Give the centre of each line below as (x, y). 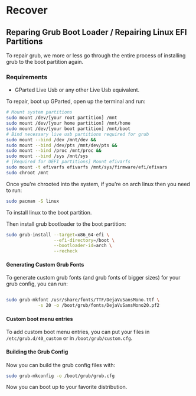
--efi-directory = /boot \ (84, 240)
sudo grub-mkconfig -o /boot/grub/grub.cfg (61, 376)
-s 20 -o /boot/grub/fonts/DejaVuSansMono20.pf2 (99, 306)
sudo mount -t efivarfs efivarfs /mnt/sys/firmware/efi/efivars (87, 167)
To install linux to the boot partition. (49, 212)
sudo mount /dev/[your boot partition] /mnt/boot (68, 129)
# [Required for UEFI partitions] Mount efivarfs (68, 162)
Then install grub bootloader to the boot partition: (66, 224)
